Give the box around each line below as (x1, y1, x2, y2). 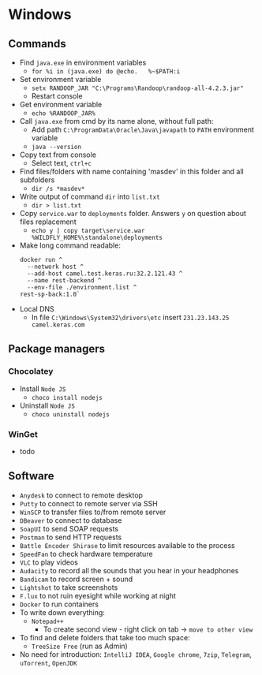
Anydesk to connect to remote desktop (19, 490, 144, 500)
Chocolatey (8, 366, 54, 377)
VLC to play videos (19, 558, 79, 567)
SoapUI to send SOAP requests (19, 524, 118, 533)
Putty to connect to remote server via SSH (19, 498, 158, 508)
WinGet (8, 428, 38, 439)
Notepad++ (31, 617, 65, 625)
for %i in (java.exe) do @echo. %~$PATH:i (31, 68, 181, 76)
